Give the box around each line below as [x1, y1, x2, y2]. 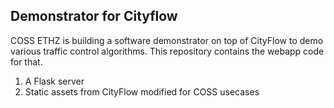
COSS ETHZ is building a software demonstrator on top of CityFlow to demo [10, 34, 324, 46]
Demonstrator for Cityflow [10, 8, 178, 25]
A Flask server [24, 75, 85, 87]
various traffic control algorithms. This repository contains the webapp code [10, 45, 325, 57]
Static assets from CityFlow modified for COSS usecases [24, 85, 260, 98]
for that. [10, 55, 43, 68]
